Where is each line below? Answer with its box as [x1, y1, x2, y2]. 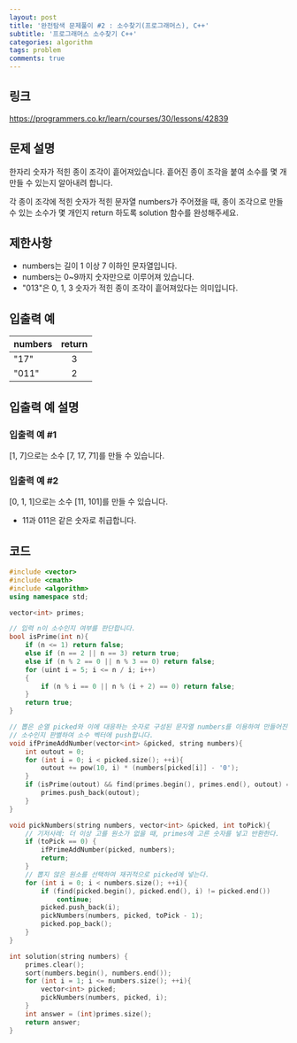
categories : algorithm [9, 37, 93, 47]
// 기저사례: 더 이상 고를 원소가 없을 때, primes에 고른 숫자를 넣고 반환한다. [25, 829, 280, 838]
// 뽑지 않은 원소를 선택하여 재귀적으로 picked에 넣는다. [25, 869, 209, 879]
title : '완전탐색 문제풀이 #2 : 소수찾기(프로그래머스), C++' [9, 21, 209, 30]
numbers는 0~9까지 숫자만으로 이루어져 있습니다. [21, 272, 194, 282]
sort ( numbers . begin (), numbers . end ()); [25, 969, 172, 977]
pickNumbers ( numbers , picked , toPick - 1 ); [41, 911, 203, 921]
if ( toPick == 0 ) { [25, 838, 97, 846]
